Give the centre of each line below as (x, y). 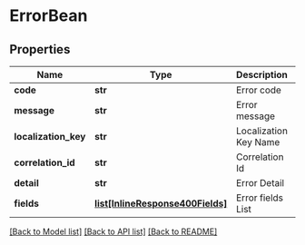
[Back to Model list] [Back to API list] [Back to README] (113, 231)
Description (262, 75)
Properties (40, 49)
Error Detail (260, 183)
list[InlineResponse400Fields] (161, 203)
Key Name (258, 142)
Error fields (260, 198)
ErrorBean (49, 16)
